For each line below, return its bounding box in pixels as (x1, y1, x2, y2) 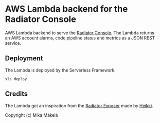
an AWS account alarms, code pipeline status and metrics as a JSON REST (5, 35, 155, 41)
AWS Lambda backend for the (5, 3, 128, 15)
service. (5, 40, 21, 46)
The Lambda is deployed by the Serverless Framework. (5, 67, 116, 73)
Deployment (5, 54, 43, 63)
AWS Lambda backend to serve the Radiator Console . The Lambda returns (5, 30, 155, 35)
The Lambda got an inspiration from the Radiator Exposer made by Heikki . (5, 103, 153, 108)
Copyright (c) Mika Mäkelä (5, 112, 58, 118)
